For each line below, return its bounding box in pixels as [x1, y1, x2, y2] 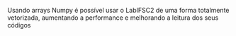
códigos [7, 21, 31, 29]
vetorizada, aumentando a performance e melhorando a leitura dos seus [7, 13, 219, 22]
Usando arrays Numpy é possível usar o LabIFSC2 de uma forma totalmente [7, 6, 230, 14]
